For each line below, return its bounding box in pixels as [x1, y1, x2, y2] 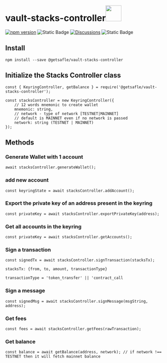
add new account [5, 176, 49, 184]
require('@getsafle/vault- [100, 84, 157, 90]
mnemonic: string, [14, 106, 53, 112]
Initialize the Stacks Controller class [5, 71, 121, 80]
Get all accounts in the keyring [5, 223, 82, 230]
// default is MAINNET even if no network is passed [14, 116, 128, 121]
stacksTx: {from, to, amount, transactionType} [5, 267, 108, 272]
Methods [5, 138, 34, 147]
